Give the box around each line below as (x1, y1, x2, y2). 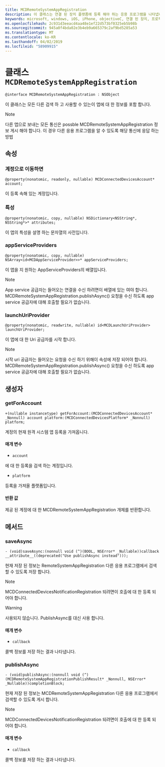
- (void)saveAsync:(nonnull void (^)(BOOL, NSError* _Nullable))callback (5, 549, 160, 554)
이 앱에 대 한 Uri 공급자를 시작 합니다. (5, 337, 77, 343)
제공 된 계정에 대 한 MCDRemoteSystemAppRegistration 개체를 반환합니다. (5, 507, 151, 513)
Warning (5, 605, 22, 611)
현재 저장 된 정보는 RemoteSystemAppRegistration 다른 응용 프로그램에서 (5, 562, 148, 568)
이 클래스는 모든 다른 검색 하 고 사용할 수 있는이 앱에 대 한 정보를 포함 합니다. (5, 101, 151, 107)
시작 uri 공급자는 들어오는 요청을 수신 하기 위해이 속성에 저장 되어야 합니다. (5, 356, 148, 363)
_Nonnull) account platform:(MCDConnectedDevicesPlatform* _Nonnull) (5, 415, 151, 420)
